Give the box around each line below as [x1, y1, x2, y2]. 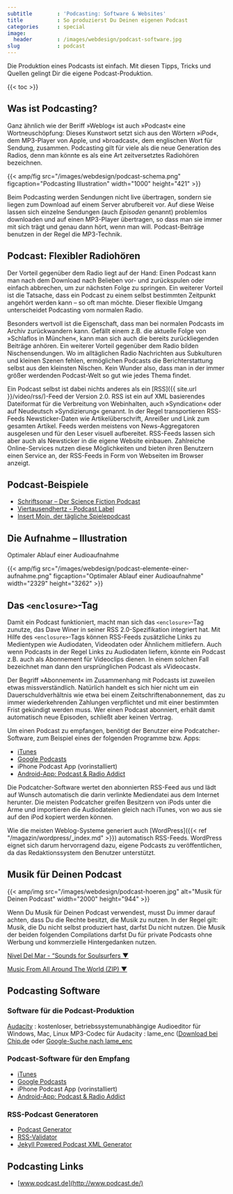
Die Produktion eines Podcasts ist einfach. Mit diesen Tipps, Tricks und [7, 62, 211, 70]
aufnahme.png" [7, 572, 52, 580]
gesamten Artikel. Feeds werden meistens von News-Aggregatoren [7, 421, 200, 430]
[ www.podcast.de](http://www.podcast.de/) [17, 1179, 144, 1187]
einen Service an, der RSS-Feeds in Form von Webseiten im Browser [7, 451, 204, 460]
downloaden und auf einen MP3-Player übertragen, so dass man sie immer [7, 215, 223, 223]
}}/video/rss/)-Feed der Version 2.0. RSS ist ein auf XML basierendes [7, 392, 205, 400]
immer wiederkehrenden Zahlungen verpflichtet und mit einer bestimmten [7, 698, 219, 706]
